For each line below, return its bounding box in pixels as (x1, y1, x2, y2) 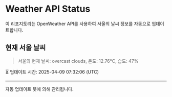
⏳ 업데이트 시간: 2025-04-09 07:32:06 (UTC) (5, 68, 99, 75)
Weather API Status (5, 3, 91, 15)
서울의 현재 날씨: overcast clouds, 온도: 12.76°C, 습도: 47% (17, 58, 139, 64)
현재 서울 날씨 (5, 43, 46, 52)
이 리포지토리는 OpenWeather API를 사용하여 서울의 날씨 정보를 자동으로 (5, 20, 151, 27)
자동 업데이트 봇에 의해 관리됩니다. (5, 86, 74, 92)
